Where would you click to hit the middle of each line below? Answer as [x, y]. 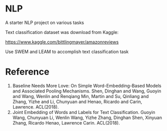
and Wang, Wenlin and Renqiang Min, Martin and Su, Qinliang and [81, 96]
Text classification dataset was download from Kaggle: [62, 32]
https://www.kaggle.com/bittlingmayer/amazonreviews [62, 42]
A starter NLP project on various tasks [45, 22]
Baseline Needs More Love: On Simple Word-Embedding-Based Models [87, 85]
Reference [27, 72]
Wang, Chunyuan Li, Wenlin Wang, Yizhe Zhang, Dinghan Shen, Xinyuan [87, 117]
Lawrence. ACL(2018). [35, 107]
